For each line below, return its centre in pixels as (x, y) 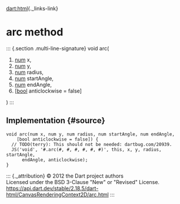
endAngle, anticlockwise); (55, 160)
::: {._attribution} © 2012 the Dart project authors (65, 176)
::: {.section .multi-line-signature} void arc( (58, 48)
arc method (35, 32)
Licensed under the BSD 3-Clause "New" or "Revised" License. (83, 182)
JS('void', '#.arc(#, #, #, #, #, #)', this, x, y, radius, (86, 149)
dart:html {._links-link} (32, 8)
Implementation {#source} (56, 120)
